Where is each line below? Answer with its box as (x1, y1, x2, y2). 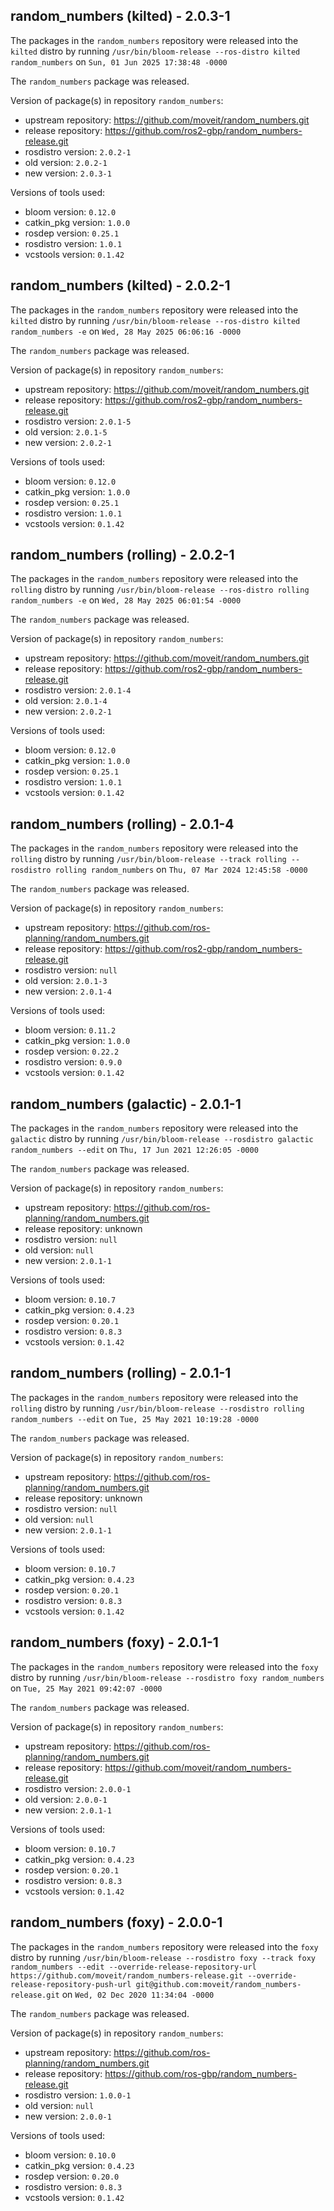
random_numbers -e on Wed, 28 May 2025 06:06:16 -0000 (10, 325, 242, 337)
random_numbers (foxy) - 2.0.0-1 (10, 1914, 223, 1931)
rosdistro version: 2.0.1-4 (24, 684, 132, 696)
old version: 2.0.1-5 (24, 425, 108, 438)
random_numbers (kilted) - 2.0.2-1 (10, 277, 231, 294)
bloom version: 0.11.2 (24, 1024, 117, 1036)
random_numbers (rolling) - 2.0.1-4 (10, 815, 235, 833)
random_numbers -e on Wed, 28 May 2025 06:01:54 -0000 (10, 594, 242, 606)
